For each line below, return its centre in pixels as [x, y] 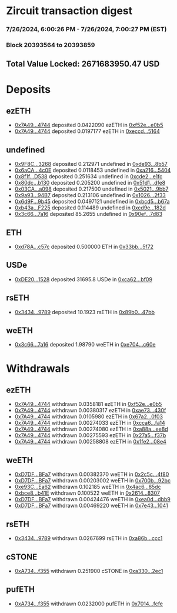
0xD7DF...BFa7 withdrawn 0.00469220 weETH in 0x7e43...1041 [91, 506]
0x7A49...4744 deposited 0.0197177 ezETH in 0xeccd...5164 [87, 131]
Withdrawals [38, 368]
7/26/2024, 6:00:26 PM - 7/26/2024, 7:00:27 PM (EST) [86, 29]
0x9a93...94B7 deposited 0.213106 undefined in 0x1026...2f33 [90, 195]
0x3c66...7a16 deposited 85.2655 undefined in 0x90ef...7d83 [88, 214]
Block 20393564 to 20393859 [51, 45]
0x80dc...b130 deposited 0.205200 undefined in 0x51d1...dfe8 [90, 183]
